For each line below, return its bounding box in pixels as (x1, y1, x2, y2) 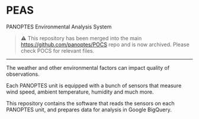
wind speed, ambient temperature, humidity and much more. (6, 88, 154, 95)
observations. (6, 70, 40, 78)
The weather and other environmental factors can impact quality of (6, 64, 170, 71)
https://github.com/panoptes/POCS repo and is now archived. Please (20, 41, 190, 48)
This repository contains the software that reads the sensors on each (6, 99, 175, 107)
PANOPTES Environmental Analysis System (6, 23, 112, 30)
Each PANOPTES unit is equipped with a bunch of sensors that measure (6, 82, 182, 89)
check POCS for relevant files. (20, 47, 95, 54)
